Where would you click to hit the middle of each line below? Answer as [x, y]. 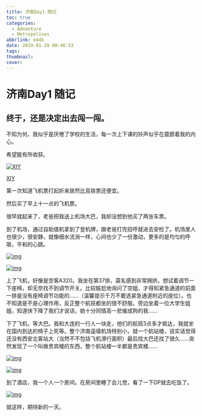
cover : [14, 62]
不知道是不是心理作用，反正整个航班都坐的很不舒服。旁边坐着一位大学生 [96, 303]
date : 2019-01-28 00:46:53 [40, 46]
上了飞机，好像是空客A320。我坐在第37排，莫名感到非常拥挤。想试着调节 [98, 280]
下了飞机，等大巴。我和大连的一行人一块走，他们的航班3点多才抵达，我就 [97, 323]
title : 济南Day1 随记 [32, 12]
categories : [21, 23]
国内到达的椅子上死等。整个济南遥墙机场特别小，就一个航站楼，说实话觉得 [103, 331]
